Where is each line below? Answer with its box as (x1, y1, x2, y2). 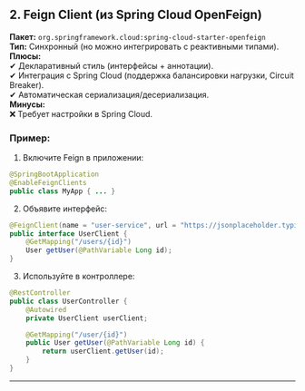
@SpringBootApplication (9, 170, 100, 180)
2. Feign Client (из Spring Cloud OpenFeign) (9, 7, 263, 23)
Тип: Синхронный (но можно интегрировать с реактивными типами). (9, 41, 280, 52)
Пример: (9, 132, 51, 144)
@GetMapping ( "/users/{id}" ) (25, 238, 132, 247)
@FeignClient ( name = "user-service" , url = (9, 220, 177, 230)
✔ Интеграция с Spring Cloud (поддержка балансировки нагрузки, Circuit (9, 70, 295, 81)
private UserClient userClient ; (25, 313, 148, 323)
